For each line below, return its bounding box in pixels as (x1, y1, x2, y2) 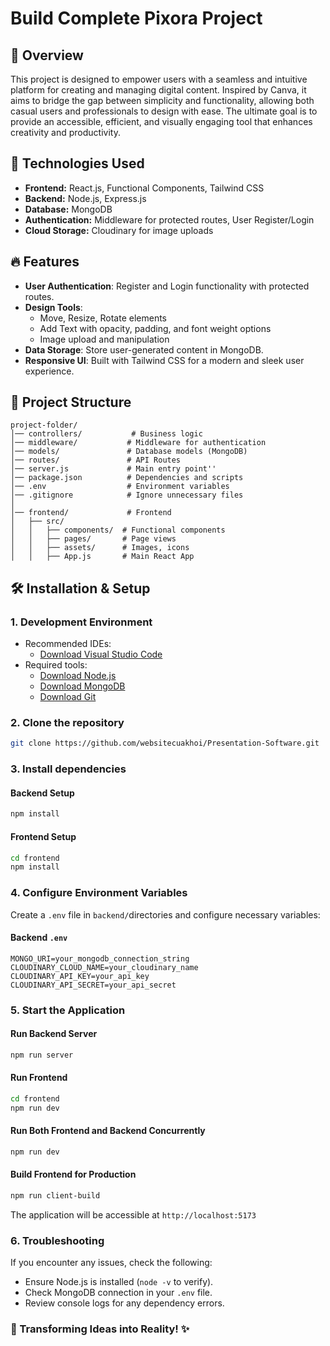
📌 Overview (10, 47, 84, 64)
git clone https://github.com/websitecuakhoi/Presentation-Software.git (10, 738, 320, 749)
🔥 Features (10, 253, 80, 271)
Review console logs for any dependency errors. (24, 1297, 225, 1309)
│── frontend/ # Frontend (10, 508, 172, 518)
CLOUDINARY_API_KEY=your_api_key (10, 971, 150, 981)
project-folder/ (10, 420, 78, 431)
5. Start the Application (10, 1003, 126, 1017)
